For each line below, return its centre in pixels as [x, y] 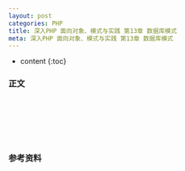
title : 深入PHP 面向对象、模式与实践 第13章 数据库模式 [93, 31]
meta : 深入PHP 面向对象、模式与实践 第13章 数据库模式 [91, 38]
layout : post [30, 16]
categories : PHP [36, 23]
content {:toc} [43, 61]
